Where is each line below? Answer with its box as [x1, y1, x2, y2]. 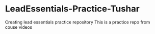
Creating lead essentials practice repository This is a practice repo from [5, 19, 151, 25]
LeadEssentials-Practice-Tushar [5, 3, 140, 14]
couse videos [5, 24, 32, 30]
